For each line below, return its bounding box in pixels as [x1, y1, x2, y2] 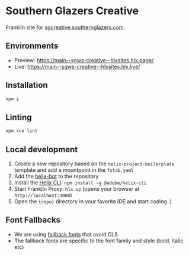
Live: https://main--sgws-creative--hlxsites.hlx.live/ [14, 63, 140, 70]
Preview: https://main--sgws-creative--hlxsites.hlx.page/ [14, 56, 154, 63]
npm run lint [5, 128, 38, 134]
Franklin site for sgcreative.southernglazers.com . [5, 24, 126, 31]
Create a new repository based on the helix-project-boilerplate [14, 160, 175, 167]
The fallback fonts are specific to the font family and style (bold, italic [14, 237, 184, 244]
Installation [5, 80, 48, 90]
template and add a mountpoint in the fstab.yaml [14, 166, 134, 173]
